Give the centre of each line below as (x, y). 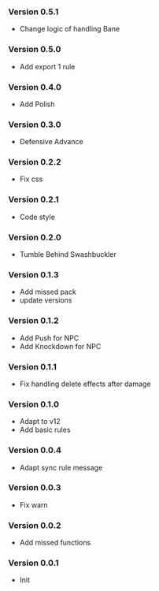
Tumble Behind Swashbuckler (68, 255)
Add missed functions (55, 543)
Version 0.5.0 (35, 50)
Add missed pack (48, 292)
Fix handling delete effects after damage (85, 384)
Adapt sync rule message (61, 467)
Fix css (31, 179)
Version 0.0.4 (35, 450)
